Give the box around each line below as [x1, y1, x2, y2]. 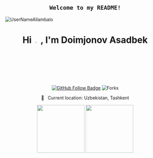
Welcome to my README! [49, 4, 121, 12]
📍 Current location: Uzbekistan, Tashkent [41, 94, 129, 101]
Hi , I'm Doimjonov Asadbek [22, 34, 148, 45]
